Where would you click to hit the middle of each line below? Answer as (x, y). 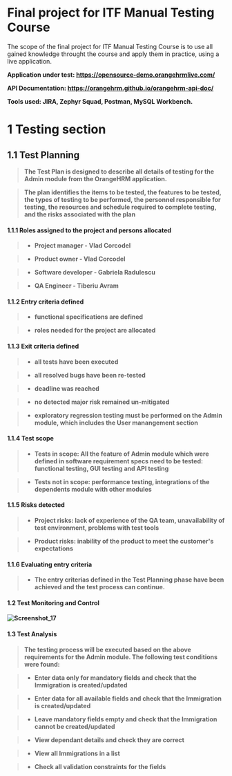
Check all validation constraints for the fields (100, 766)
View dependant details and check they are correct (109, 740)
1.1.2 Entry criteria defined (46, 302)
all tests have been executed (76, 362)
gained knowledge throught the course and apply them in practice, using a (113, 54)
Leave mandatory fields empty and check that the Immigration (126, 719)
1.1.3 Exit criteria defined (43, 346)
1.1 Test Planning (43, 155)
